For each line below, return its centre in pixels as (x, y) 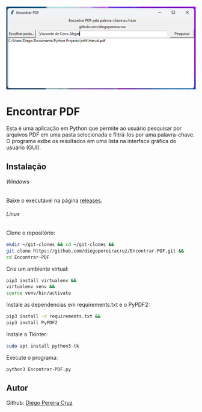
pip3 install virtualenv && (41, 280)
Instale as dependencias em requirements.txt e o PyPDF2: (78, 305)
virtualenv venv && (31, 287)
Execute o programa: (32, 357)
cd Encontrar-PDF (28, 257)
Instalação (26, 166)
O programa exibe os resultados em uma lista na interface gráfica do (91, 141)
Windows (18, 182)
